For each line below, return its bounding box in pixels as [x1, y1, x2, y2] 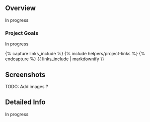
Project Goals [5, 29, 39, 36]
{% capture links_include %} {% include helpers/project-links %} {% [5, 51, 146, 57]
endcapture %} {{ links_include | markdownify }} [5, 56, 104, 62]
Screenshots [5, 70, 46, 79]
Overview [5, 4, 36, 12]
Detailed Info [5, 98, 46, 107]
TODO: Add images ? [5, 83, 48, 89]
